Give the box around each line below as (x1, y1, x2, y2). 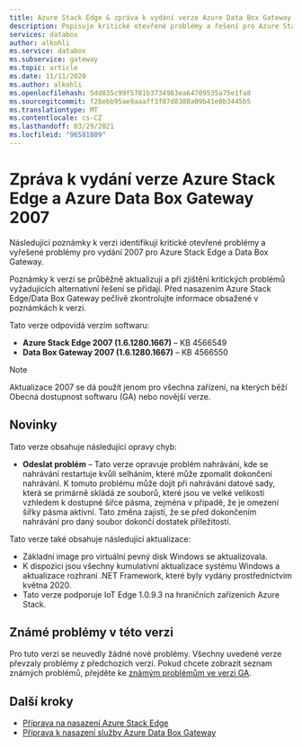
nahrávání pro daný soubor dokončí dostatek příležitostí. (22, 516, 232, 526)
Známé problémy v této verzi (9, 625, 173, 640)
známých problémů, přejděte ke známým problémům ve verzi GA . (9, 668, 252, 679)
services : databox (9, 30, 78, 39)
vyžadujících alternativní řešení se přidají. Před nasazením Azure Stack (9, 283, 271, 293)
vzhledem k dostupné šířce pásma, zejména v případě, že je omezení (22, 497, 280, 508)
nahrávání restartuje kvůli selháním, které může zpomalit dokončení (22, 468, 272, 479)
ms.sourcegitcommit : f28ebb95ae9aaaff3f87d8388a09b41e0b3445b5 (9, 96, 252, 106)
